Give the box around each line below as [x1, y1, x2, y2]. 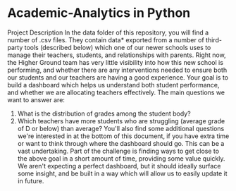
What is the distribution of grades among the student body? [17, 109, 192, 118]
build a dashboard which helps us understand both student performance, [7, 80, 220, 89]
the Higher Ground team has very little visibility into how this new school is [7, 58, 224, 66]
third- [205, 35, 222, 44]
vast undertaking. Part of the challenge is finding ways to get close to [17, 147, 220, 155]
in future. [17, 176, 44, 185]
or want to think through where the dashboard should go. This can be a [17, 139, 225, 147]
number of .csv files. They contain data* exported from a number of [7, 35, 204, 44]
